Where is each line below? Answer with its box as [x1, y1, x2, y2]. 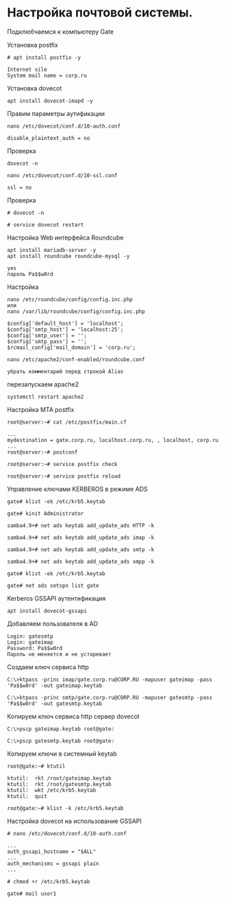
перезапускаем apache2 [7, 380, 79, 389]
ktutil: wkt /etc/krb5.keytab [7, 787, 96, 793]
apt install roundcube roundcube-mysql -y [7, 253, 130, 259]
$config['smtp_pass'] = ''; [7, 338, 88, 345]
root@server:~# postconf [7, 448, 78, 456]
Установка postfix [7, 40, 58, 49]
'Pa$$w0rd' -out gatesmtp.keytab [7, 700, 103, 707]
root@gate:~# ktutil [7, 763, 66, 769]
